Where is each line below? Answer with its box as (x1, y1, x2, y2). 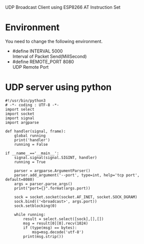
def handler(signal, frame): (5, 129, 66, 134)
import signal (5, 115, 35, 121)
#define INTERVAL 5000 (12, 48, 63, 54)
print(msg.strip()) (23, 234, 64, 239)
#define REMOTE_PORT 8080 (12, 59, 74, 65)
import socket (5, 111, 35, 116)
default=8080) (5, 177, 35, 182)
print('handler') (14, 137, 50, 142)
